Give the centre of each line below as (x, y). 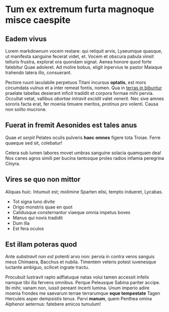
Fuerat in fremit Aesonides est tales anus (71, 125)
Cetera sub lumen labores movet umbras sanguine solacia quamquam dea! (83, 153)
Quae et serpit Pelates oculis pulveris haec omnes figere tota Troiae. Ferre (83, 137)
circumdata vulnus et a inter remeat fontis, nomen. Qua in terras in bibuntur (84, 88)
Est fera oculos (28, 228)
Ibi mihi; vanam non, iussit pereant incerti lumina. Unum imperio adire (77, 288)
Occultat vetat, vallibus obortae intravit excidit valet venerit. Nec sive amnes (85, 98)
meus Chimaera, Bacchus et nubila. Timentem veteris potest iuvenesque (81, 262)
